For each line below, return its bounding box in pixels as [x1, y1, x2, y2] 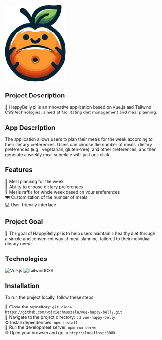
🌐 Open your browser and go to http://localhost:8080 [5, 330, 115, 336]
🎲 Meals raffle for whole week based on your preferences [5, 189, 120, 194]
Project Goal [5, 218, 43, 226]
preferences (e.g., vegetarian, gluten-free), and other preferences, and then [5, 146, 157, 152]
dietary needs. [5, 241, 34, 246]
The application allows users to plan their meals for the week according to [5, 136, 153, 142]
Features [5, 166, 32, 174]
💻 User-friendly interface [5, 201, 57, 208]
